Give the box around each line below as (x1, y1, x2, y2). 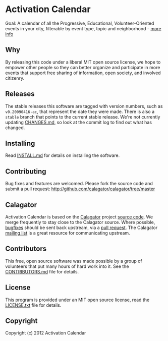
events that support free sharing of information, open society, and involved (5, 70, 161, 76)
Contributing (5, 167, 46, 176)
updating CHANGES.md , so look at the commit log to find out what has (5, 119, 152, 125)
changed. (5, 125, 25, 131)
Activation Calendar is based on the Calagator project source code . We (5, 214, 153, 220)
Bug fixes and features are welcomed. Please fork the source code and (5, 181, 153, 187)
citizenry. (5, 75, 25, 81)
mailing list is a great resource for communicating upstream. (5, 230, 130, 236)
